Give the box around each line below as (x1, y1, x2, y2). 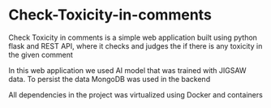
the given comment (8, 50, 73, 59)
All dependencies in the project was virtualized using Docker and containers (8, 89, 264, 99)
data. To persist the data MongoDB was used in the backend (8, 74, 211, 84)
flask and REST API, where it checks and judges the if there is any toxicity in (8, 41, 263, 50)
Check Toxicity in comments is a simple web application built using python (8, 32, 258, 42)
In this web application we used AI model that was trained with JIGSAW (8, 65, 247, 75)
